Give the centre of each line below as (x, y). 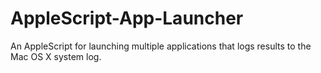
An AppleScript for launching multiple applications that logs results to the (161, 46)
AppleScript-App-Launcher (127, 18)
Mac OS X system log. (56, 56)
